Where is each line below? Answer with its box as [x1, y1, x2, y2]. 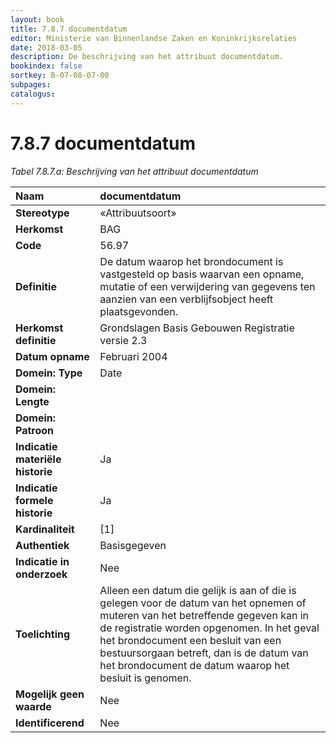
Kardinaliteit [15, 522, 75, 536]
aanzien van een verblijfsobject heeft [99, 292, 274, 306]
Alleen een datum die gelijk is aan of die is [99, 583, 297, 597]
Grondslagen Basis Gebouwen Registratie [99, 321, 295, 335]
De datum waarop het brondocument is [99, 254, 284, 268]
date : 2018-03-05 [10, 42, 83, 53]
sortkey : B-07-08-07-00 [10, 71, 110, 81]
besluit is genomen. [99, 671, 192, 685]
